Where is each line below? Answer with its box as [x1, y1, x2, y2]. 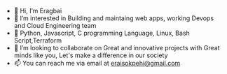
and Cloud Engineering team [13, 22, 97, 29]
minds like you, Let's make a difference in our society [13, 51, 168, 59]
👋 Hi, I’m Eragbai [13, 7, 62, 15]
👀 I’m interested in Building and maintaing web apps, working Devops [13, 14, 214, 22]
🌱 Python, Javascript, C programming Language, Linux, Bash [13, 29, 191, 37]
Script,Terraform [13, 36, 62, 45]
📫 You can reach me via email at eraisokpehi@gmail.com [13, 59, 181, 67]
